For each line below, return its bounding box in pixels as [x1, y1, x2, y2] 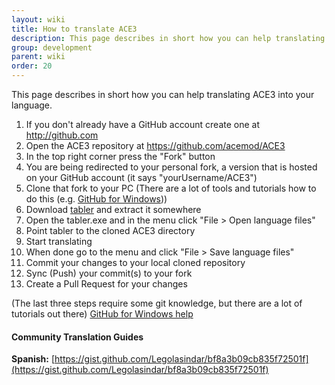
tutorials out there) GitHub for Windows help [11, 308, 194, 320]
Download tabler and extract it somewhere [25, 204, 202, 215]
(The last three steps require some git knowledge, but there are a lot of [11, 297, 303, 309]
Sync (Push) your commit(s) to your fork [25, 267, 193, 279]
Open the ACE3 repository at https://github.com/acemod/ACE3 [25, 140, 286, 151]
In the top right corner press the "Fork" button [25, 151, 216, 162]
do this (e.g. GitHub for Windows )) [25, 193, 168, 205]
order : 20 [11, 61, 53, 71]
